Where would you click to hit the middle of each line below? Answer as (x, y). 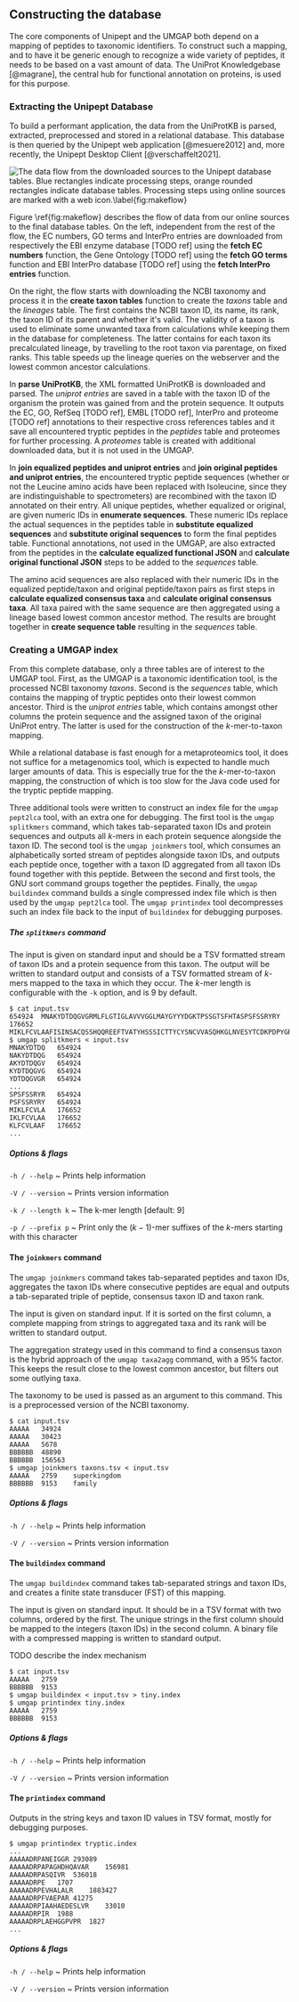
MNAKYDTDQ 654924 (45, 1048)
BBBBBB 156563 (37, 1460)
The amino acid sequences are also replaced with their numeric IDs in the (144, 580)
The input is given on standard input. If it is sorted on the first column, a (140, 1314)
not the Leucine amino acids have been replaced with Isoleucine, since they (148, 487)
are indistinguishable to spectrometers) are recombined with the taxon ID (143, 496)
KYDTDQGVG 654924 (45, 1071)
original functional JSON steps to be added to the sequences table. (134, 562)
